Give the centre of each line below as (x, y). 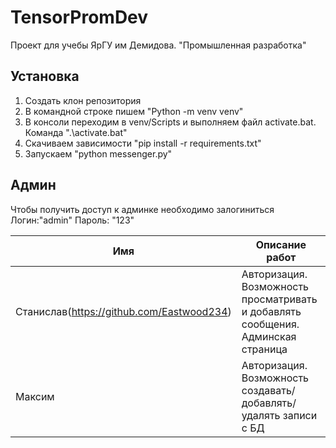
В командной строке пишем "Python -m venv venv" (134, 111)
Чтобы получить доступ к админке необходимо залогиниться (142, 209)
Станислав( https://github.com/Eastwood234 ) (123, 311)
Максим (35, 396)
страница (264, 349)
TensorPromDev (79, 17)
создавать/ (268, 390)
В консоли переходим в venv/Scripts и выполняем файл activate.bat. (170, 122)
